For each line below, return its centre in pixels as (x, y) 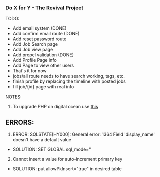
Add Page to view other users (43, 66)
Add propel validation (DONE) (43, 55)
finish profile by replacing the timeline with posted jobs (69, 81)
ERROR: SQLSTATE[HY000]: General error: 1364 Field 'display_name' (84, 134)
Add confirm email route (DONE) (46, 34)
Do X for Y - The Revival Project (44, 8)
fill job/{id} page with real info (43, 87)
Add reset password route (39, 39)
